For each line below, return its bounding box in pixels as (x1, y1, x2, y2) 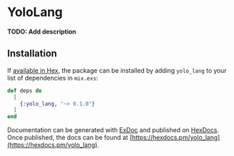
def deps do (7, 87, 42, 94)
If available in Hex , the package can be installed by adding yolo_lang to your (7, 66, 227, 74)
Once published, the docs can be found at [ (7, 134, 133, 142)
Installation (7, 48, 57, 59)
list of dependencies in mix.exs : (7, 73, 98, 82)
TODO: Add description (7, 27, 77, 36)
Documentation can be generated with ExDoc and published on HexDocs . (7, 126, 219, 134)
